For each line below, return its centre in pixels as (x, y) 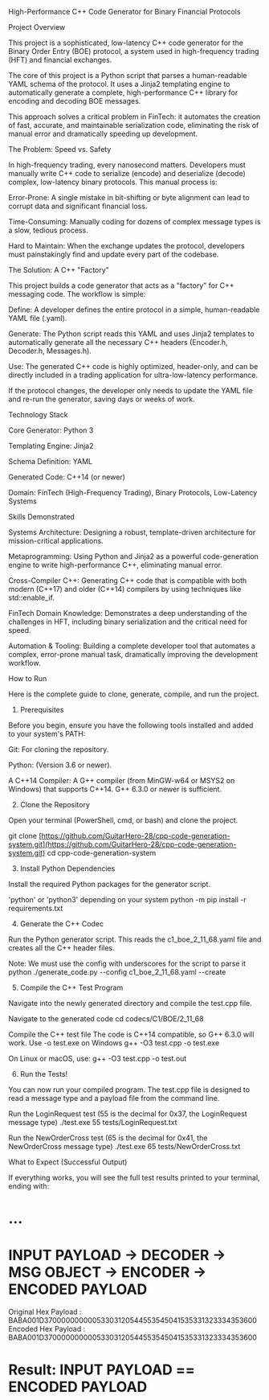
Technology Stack (38, 415)
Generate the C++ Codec (62, 924)
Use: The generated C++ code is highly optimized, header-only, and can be (133, 366)
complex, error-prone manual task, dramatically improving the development (133, 654)
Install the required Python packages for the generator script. (110, 884)
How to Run (28, 678)
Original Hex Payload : (45, 1312)
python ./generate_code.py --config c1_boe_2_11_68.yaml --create (117, 972)
